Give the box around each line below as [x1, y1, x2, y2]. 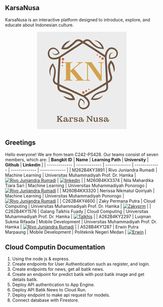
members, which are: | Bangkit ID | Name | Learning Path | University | [5, 157, 149, 163]
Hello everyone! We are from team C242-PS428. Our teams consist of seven [5, 151, 159, 157]
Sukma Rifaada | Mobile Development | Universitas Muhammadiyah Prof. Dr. [5, 218, 157, 224]
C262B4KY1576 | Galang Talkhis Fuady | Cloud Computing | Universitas [5, 208, 148, 214]
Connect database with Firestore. [12, 297, 79, 303]
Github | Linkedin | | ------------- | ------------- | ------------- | [5, 162, 134, 167]
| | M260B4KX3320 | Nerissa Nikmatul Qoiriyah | [57, 187, 155, 194]
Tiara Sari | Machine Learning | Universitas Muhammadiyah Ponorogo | [5, 182, 147, 188]
